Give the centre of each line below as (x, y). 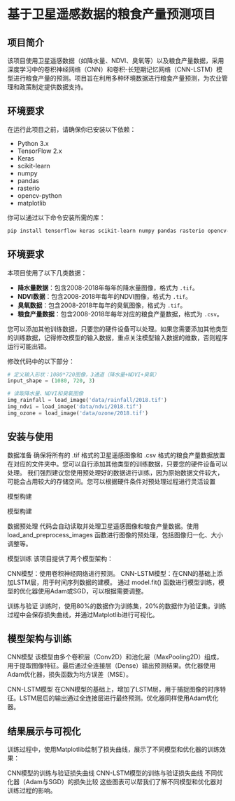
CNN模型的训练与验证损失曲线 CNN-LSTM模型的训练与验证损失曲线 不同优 (115, 773)
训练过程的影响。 (32, 790)
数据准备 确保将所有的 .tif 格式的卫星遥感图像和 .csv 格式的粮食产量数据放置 (116, 455)
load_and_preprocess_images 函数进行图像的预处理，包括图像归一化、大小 (115, 534)
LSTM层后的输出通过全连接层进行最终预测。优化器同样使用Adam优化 (119, 698)
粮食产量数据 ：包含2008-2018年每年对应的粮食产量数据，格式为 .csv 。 (120, 314)
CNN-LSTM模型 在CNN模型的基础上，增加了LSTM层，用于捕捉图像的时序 (114, 689)
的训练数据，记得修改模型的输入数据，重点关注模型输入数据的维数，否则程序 (117, 337)
